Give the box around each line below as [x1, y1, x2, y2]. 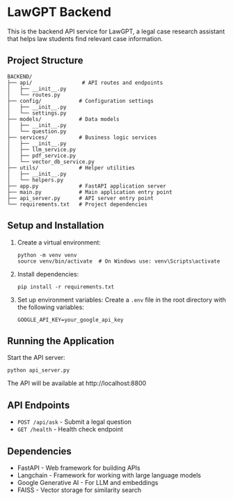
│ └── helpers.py [7, 176, 64, 183]
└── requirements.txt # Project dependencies [7, 201, 148, 208]
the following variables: [17, 303, 85, 311]
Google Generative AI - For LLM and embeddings [17, 479, 159, 486]
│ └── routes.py [7, 91, 61, 98]
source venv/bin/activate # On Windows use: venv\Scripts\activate [17, 258, 220, 265]
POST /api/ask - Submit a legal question [17, 418, 132, 426]
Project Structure [7, 55, 83, 67]
